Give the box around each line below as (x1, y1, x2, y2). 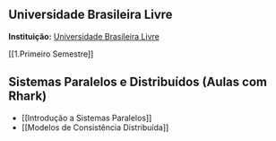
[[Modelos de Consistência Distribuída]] (21, 121, 169, 133)
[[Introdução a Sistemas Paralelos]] (21, 112, 152, 123)
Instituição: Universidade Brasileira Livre (8, 31, 160, 41)
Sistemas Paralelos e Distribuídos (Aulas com (8, 75, 268, 90)
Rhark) (8, 89, 47, 104)
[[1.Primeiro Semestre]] (8, 48, 94, 59)
